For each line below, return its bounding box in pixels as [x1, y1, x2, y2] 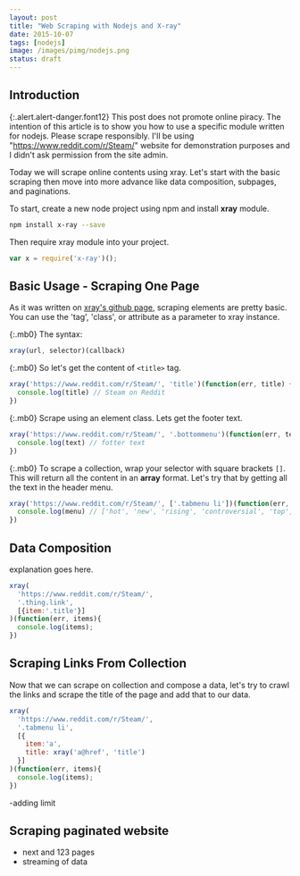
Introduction [9, 88, 80, 103]
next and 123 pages [21, 847, 96, 858]
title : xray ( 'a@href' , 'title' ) [25, 748, 146, 757]
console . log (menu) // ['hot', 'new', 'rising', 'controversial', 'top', [17, 507, 294, 517]
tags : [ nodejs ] [9, 38, 66, 47]
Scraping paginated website [9, 823, 170, 838]
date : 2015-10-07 [9, 29, 74, 38]
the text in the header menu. [9, 482, 113, 493]
